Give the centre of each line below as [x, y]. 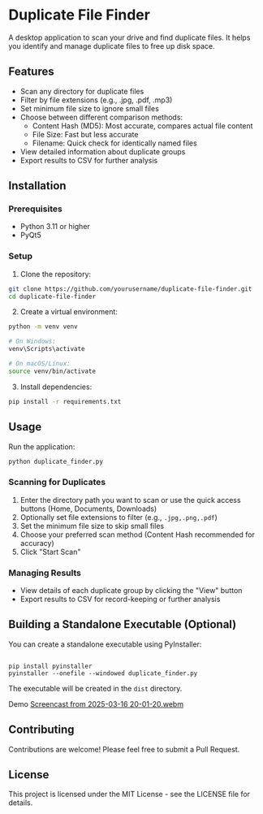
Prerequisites [35, 209]
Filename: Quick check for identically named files [114, 143]
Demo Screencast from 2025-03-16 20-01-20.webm [96, 704]
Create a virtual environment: [69, 312]
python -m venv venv [43, 327]
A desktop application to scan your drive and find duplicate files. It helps [129, 37]
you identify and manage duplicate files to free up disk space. [112, 45]
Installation [37, 186]
